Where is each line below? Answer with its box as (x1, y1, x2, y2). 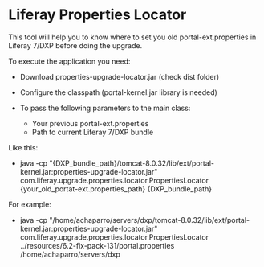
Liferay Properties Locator (8, 6, 187, 24)
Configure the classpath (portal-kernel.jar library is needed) (19, 87, 218, 97)
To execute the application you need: (8, 56, 131, 66)
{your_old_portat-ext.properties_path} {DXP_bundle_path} (19, 183, 213, 194)
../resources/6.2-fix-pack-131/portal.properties (19, 240, 175, 250)
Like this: (8, 142, 39, 152)
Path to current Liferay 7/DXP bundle (31, 127, 154, 137)
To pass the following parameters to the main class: (19, 103, 191, 113)
